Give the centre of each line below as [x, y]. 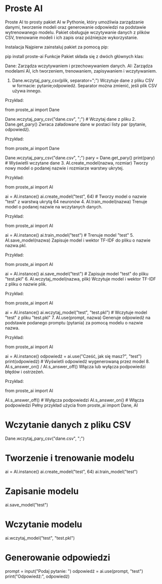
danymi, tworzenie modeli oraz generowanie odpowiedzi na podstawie [76, 27]
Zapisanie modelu [42, 491]
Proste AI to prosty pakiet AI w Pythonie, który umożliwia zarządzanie [74, 22]
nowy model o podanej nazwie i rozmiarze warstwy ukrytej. [64, 168]
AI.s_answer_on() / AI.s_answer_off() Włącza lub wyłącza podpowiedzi [75, 366]
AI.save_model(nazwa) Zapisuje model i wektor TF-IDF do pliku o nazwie [78, 240]
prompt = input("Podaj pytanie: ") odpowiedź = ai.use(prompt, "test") [74, 571]
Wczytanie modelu [44, 524]
